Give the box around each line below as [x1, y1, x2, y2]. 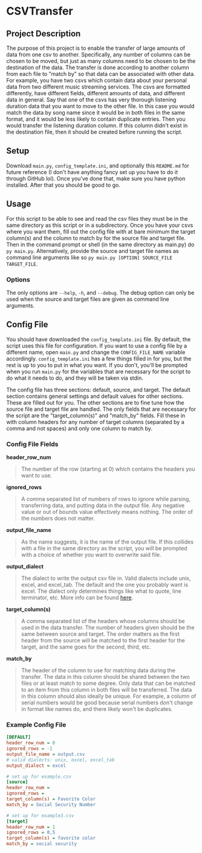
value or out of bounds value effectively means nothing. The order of [21, 508, 194, 516]
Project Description [6, 29, 81, 39]
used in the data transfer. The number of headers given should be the [21, 624, 195, 632]
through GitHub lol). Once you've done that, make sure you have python [6, 175, 186, 182]
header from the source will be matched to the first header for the [21, 637, 186, 644]
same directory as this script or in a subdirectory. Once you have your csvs [6, 221, 194, 229]
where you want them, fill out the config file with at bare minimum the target [6, 228, 195, 235]
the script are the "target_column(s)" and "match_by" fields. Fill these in [6, 411, 186, 419]
